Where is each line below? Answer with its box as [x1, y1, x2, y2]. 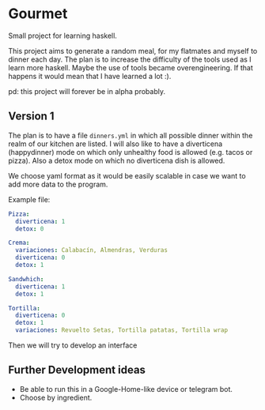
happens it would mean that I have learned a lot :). [8, 71, 172, 81]
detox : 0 [15, 224, 44, 233]
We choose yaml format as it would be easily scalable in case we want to [8, 171, 247, 180]
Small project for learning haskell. [8, 31, 117, 40]
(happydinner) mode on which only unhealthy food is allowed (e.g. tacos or [8, 147, 253, 156]
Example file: [8, 194, 51, 204]
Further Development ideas [8, 363, 146, 377]
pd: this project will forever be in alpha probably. [8, 86, 166, 96]
